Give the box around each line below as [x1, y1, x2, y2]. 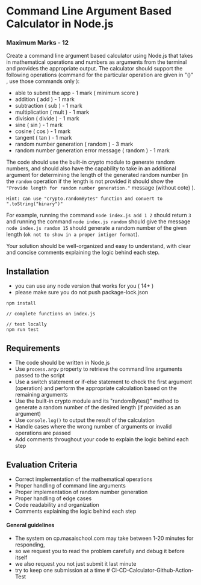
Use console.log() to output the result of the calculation [14, 416, 155, 424]
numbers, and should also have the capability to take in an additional [6, 165, 176, 172]
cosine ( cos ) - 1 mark [14, 128, 71, 135]
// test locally [6, 321, 47, 327]
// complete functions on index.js [6, 311, 96, 317]
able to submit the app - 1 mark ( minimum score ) [14, 89, 139, 97]
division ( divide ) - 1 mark [14, 115, 79, 122]
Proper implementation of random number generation [14, 488, 148, 495]
